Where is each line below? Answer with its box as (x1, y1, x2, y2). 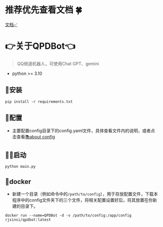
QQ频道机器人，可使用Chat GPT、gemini (17, 61, 99, 67)
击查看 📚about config (12, 134, 55, 139)
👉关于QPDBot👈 (5, 41, 75, 52)
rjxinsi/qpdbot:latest (5, 217, 51, 223)
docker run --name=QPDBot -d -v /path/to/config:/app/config (5, 213, 132, 218)
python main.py (5, 164, 36, 169)
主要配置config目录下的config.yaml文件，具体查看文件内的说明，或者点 (12, 128, 155, 134)
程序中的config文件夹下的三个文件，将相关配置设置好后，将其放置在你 (12, 197, 153, 203)
